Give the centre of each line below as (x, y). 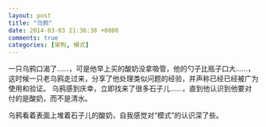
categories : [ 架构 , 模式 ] (49, 45)
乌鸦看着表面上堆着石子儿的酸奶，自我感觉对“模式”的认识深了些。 (116, 115)
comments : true (33, 38)
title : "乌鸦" (31, 23)
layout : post (30, 15)
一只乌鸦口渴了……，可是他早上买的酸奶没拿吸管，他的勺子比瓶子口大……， (132, 69)
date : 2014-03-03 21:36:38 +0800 (64, 30)
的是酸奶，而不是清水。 (53, 98)
